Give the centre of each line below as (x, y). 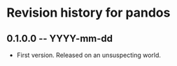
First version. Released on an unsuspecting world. (89, 55)
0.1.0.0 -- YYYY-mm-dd (60, 39)
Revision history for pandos (88, 13)
